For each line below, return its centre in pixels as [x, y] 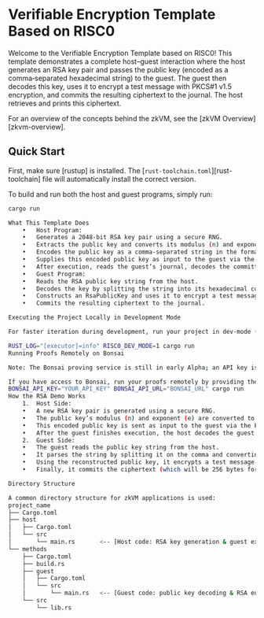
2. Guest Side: [49, 440]
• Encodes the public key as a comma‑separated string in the [130, 252]
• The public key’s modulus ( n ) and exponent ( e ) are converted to [139, 418]
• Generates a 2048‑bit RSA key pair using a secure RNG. [123, 238]
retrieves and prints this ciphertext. [65, 103]
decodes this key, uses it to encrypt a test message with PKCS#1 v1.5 [120, 86]
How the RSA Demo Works [47, 396]
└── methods [27, 549]
